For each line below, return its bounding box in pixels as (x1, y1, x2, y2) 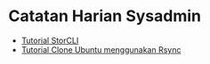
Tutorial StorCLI (20, 35, 79, 46)
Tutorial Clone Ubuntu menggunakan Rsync (20, 44, 182, 54)
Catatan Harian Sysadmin (8, 6, 202, 26)
